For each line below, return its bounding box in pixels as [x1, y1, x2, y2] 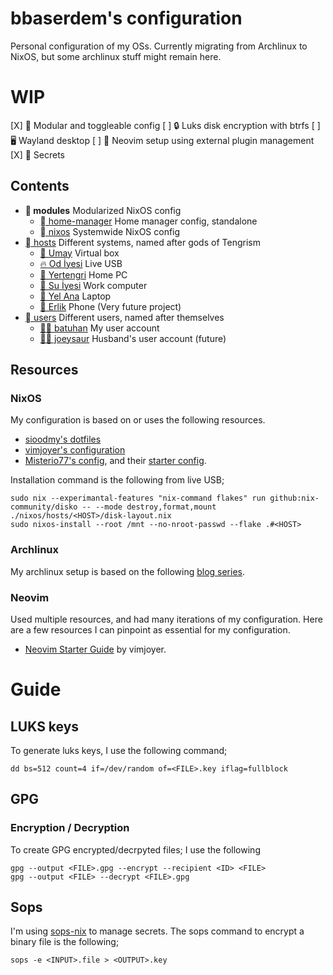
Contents [10, 178, 70, 195]
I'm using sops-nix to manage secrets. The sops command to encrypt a [10, 925, 305, 937]
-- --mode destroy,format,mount [81, 502, 217, 512]
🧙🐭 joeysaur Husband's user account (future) [39, 332, 227, 344]
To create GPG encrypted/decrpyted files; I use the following [10, 843, 261, 856]
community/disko [10, 502, 78, 512]
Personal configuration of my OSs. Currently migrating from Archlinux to [10, 40, 308, 52]
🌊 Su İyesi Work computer [39, 279, 148, 291]
